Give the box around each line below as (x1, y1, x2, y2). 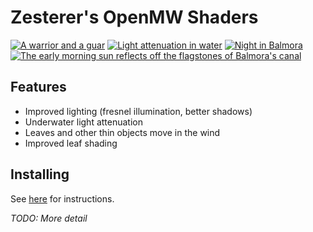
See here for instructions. (10, 192, 115, 205)
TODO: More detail (10, 212, 88, 224)
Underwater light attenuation (24, 116, 143, 128)
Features (10, 79, 67, 96)
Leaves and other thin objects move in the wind (24, 126, 221, 138)
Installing (10, 166, 70, 183)
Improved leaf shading (24, 137, 118, 149)
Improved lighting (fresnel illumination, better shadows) (24, 105, 253, 117)
